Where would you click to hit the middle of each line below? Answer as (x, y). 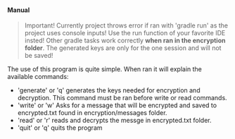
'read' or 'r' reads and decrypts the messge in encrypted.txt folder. (115, 121)
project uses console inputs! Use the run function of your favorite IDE (125, 33)
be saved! (39, 56)
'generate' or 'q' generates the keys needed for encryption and (109, 90)
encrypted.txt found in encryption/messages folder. (92, 113)
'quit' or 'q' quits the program (60, 128)
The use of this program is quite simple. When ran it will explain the (105, 69)
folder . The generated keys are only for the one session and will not (123, 48)
